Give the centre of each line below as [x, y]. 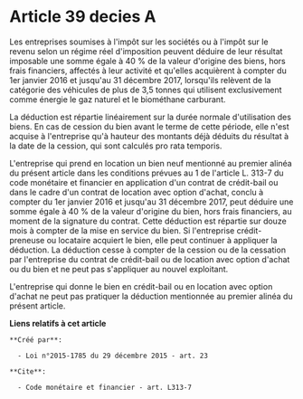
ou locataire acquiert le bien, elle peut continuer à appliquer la [162, 240]
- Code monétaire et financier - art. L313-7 [105, 387]
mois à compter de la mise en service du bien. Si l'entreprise [122, 230]
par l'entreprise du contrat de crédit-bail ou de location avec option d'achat [150, 259]
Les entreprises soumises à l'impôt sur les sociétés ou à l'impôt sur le [139, 42]
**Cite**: [28, 371]
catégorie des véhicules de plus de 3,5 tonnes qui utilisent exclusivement [146, 90]
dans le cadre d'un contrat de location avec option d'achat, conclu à [137, 192]
